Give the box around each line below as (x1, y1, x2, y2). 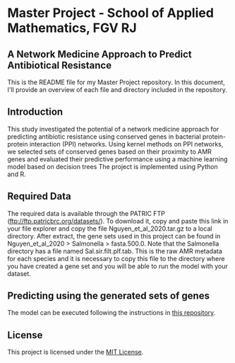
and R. (7, 170, 26, 178)
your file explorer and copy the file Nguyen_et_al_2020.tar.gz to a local (7, 224, 212, 233)
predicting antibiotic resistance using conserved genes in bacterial (7, 132, 201, 141)
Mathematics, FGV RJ (7, 20, 137, 36)
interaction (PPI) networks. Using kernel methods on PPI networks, (29, 139, 224, 148)
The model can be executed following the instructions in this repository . (7, 309, 216, 317)
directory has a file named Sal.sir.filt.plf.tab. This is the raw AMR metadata (7, 246, 222, 255)
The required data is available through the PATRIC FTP (7, 209, 166, 217)
